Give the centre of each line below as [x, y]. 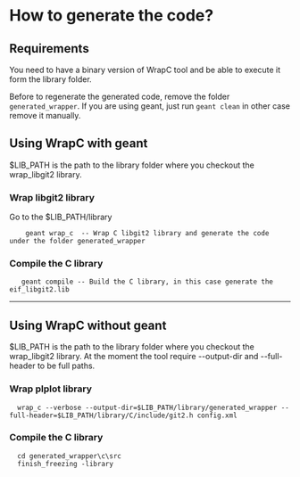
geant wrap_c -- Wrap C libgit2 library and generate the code [147, 234]
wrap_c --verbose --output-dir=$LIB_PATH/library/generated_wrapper [147, 407]
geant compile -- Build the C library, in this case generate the [147, 282]
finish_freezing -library [66, 464]
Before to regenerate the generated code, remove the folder [120, 96]
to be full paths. [66, 366]
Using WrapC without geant [88, 325]
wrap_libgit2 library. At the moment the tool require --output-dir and [134, 357]
